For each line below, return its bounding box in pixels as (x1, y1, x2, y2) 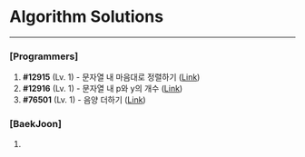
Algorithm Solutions (9, 6, 164, 27)
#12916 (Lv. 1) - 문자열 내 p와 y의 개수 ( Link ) (22, 83, 183, 94)
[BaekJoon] (9, 118, 62, 131)
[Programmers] (9, 50, 79, 63)
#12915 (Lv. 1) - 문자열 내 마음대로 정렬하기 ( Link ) (22, 72, 201, 83)
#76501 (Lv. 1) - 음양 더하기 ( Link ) (22, 94, 147, 105)
